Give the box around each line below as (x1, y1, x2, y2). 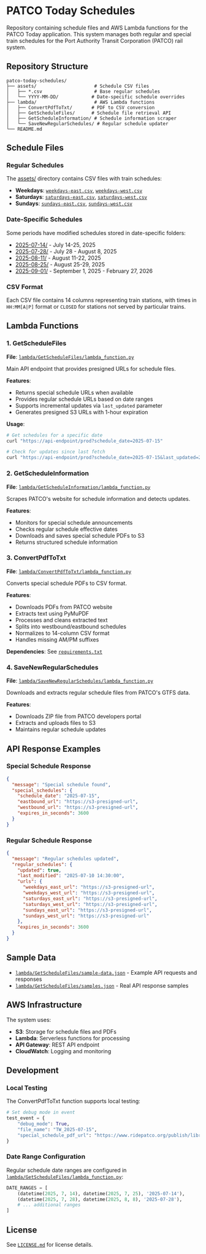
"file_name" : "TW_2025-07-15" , (17, 1126, 97, 1132)
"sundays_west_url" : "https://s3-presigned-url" (22, 913, 150, 919)
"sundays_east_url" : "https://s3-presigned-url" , (22, 907, 152, 913)
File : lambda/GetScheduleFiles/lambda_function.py (6, 353, 134, 360)
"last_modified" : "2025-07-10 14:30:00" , (17, 873, 124, 879)
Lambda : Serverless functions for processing (15, 1034, 130, 1042)
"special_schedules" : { (12, 787, 72, 794)
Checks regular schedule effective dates (15, 525, 118, 533)
